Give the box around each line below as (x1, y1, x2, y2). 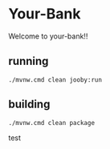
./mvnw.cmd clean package (8, 119, 95, 127)
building (8, 98, 51, 111)
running (8, 54, 49, 68)
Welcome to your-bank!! (8, 31, 88, 41)
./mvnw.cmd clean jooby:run (8, 75, 103, 84)
